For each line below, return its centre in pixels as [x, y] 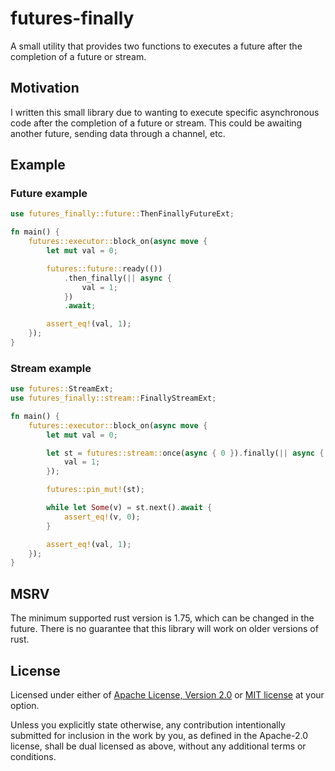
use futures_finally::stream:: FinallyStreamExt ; [113, 398]
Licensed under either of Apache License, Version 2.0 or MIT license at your [167, 694]
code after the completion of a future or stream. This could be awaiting [156, 123]
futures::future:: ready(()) [104, 268]
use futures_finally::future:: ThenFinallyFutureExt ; [122, 214]
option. [25, 705]
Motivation [45, 88]
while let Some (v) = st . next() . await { [129, 508]
